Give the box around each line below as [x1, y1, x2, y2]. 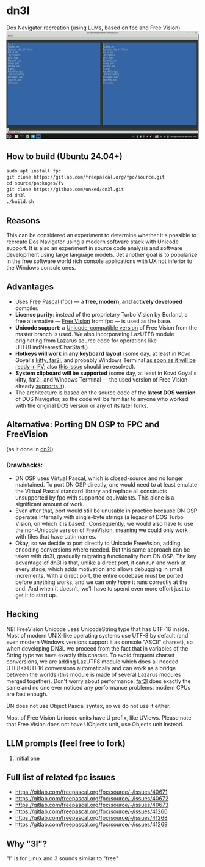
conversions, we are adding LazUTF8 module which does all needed [6, 658, 179, 665]
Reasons [6, 215, 40, 226]
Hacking [6, 609, 39, 619]
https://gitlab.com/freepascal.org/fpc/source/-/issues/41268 [15, 814, 168, 822]
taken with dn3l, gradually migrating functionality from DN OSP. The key [15, 552, 196, 559]
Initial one [15, 754, 40, 762]
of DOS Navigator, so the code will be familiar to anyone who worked [15, 395, 189, 402]
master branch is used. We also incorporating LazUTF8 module [15, 330, 174, 338]
